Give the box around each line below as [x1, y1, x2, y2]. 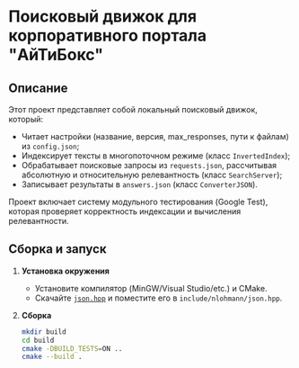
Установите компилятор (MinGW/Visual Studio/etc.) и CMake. [34, 283, 268, 293]
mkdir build [21, 327, 66, 337]
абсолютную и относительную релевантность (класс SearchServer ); [21, 169, 283, 180]
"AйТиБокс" [8, 45, 104, 65]
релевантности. [8, 216, 69, 226]
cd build [21, 336, 55, 345]
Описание [8, 80, 68, 95]
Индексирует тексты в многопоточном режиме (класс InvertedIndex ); [21, 150, 291, 161]
